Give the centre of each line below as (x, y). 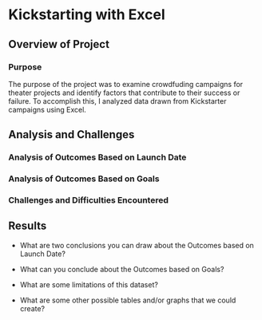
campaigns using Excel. (47, 109)
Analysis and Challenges (71, 134)
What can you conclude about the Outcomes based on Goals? (122, 269)
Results (28, 226)
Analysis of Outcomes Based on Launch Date (97, 157)
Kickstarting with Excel (87, 15)
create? (32, 308)
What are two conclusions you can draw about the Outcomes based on (137, 245)
